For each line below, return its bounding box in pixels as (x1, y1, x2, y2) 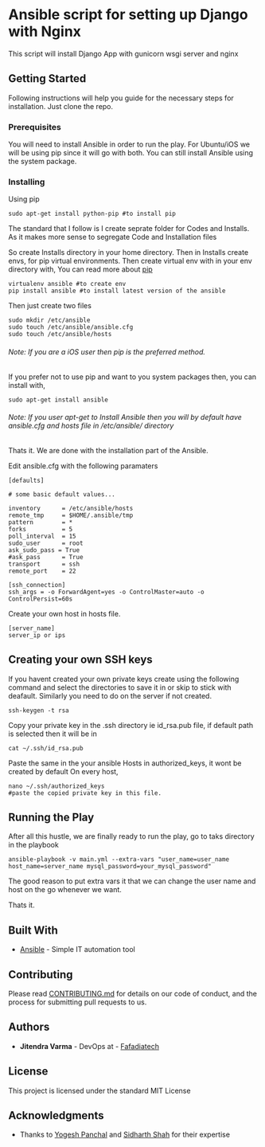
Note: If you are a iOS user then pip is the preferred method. (8, 346, 205, 356)
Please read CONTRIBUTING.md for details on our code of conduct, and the (8, 989, 257, 998)
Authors (8, 1020, 50, 1034)
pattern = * (8, 518, 73, 527)
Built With (8, 923, 58, 937)
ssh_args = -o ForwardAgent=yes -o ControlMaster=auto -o (8, 588, 205, 596)
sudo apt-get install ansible (8, 396, 109, 404)
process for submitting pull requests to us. (8, 997, 147, 1007)
